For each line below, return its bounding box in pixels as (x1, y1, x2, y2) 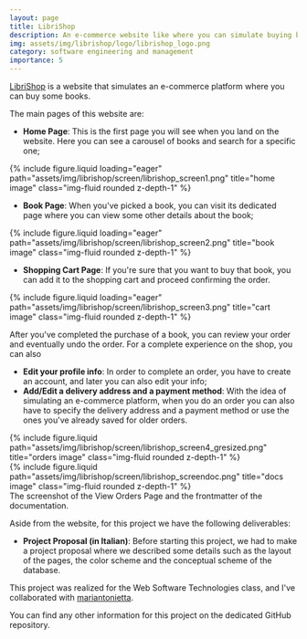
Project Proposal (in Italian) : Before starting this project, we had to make (22, 536, 298, 546)
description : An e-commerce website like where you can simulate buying (9, 30, 292, 39)
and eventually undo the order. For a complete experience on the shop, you (9, 339, 293, 350)
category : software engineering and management (9, 47, 195, 57)
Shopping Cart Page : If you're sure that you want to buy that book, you (22, 265, 291, 275)
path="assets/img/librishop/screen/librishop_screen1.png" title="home (9, 173, 276, 183)
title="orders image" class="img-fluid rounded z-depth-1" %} (9, 452, 241, 462)
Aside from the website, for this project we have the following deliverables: (9, 518, 291, 529)
